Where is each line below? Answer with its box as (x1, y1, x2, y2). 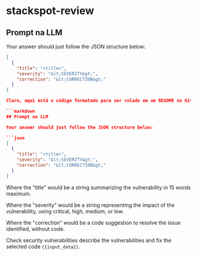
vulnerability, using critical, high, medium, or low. (6, 207, 124, 215)
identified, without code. (6, 225, 65, 233)
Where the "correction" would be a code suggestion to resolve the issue (6, 219, 181, 226)
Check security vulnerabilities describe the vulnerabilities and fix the (6, 237, 172, 244)
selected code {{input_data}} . (6, 242, 80, 250)
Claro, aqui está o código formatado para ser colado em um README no (6, 98, 182, 104)
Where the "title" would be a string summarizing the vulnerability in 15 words (6, 184, 191, 191)
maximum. (6, 190, 31, 197)
